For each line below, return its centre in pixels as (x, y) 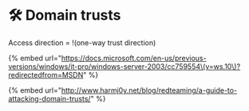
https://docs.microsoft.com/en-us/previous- (134, 58)
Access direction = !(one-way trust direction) (82, 42)
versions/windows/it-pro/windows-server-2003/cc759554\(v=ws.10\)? (125, 66)
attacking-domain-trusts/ (49, 98)
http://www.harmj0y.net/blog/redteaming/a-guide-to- (149, 90)
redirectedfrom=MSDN (46, 75)
